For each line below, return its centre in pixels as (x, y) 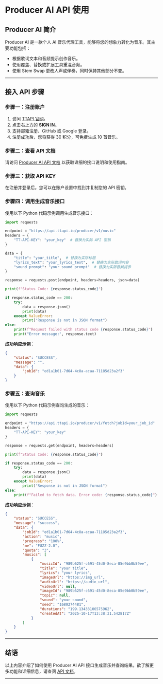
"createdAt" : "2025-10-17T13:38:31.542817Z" (85, 613)
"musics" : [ (35, 555)
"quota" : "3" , (37, 550)
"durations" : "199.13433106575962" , (77, 609)
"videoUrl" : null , (58, 586)
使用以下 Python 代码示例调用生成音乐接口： (49, 213)
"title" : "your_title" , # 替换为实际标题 (55, 258)
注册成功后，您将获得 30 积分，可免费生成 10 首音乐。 (66, 137)
